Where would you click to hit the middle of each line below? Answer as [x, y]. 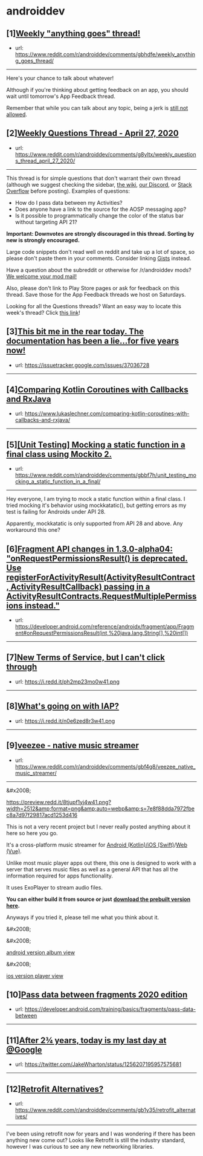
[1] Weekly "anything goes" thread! [73, 34]
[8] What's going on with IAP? [63, 706]
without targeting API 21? [46, 222]
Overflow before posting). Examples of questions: [68, 191]
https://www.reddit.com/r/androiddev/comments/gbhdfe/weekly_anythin [105, 54]
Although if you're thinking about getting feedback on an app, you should [97, 90]
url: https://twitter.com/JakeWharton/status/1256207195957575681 [98, 1064]
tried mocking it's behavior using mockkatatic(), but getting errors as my [96, 505]
